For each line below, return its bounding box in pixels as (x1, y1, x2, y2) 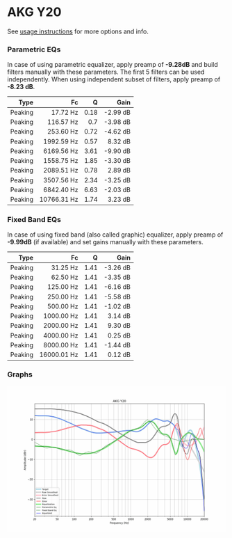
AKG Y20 (7, 4, 62, 20)
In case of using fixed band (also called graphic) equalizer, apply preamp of (7, 230, 224, 239)
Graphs (7, 370, 33, 379)
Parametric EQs (7, 45, 61, 54)
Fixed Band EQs (7, 214, 61, 224)
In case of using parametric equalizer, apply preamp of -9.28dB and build (7, 61, 219, 69)
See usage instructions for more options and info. (7, 27, 149, 35)
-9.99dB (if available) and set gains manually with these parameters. (7, 238, 204, 246)
